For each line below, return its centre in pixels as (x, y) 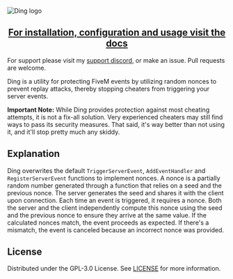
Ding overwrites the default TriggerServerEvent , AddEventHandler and (106, 170)
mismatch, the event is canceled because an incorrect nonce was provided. (116, 229)
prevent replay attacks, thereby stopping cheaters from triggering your (109, 89)
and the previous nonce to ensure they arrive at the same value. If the (107, 215)
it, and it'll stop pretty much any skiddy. (64, 132)
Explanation (34, 154)
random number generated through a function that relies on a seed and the (115, 186)
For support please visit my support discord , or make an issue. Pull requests (116, 60)
